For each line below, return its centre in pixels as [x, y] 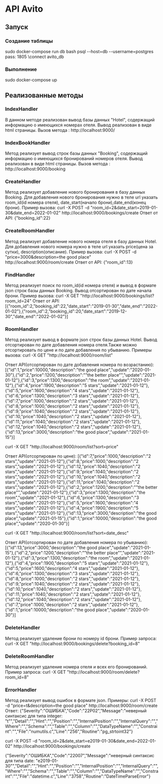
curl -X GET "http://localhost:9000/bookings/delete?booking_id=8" [72, 643]
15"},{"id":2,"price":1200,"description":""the [49, 553]
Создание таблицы [29, 41]
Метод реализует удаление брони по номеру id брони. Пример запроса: [81, 638]
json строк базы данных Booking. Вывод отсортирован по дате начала [78, 291]
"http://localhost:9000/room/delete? [103, 672]
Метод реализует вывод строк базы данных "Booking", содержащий [76, 153]
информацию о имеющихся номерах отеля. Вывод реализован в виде [79, 125]
